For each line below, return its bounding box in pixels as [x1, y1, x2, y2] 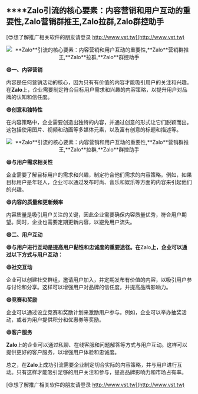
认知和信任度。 [16, 93, 53, 101]
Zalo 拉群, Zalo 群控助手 [81, 17, 164, 27]
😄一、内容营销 [6, 66, 43, 73]
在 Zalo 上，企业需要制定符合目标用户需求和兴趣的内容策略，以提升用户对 [6, 86, 183, 93]
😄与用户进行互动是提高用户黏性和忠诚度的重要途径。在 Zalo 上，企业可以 [6, 243, 183, 250]
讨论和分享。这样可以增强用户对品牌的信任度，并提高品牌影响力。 [11, 283, 171, 290]
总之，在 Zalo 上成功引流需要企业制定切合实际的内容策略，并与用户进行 [6, 361, 177, 368]
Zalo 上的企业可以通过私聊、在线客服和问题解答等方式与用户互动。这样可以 [6, 341, 187, 348]
